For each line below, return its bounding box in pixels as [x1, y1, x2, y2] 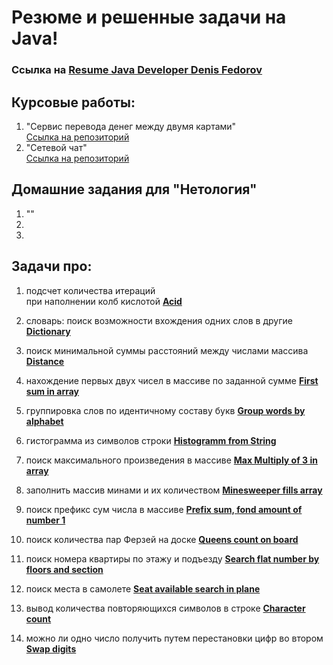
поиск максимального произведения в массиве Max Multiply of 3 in [25, 454, 318, 466]
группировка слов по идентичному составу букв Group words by [25, 404, 306, 416]
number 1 [25, 514, 66, 526]
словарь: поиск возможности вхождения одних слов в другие [25, 314, 293, 326]
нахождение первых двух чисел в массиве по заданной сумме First [25, 374, 319, 386]
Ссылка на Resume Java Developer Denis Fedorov [11, 63, 263, 77]
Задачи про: [11, 258, 93, 275]
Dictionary [25, 325, 71, 337]
